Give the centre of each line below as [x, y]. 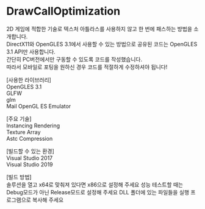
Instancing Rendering [33, 126]
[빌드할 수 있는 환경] [31, 151]
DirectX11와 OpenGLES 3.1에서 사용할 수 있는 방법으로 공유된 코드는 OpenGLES [102, 44]
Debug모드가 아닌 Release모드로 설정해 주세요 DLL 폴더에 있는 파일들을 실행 [98, 192]
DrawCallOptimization [63, 11]
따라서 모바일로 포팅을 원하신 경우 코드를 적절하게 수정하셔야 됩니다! [87, 67]
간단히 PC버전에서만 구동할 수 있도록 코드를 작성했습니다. [74, 59]
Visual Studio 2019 [30, 164]
